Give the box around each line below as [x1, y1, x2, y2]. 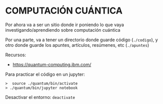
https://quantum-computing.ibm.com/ [12, 61, 92, 67]
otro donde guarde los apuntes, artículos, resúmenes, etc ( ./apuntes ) [5, 42, 149, 48]
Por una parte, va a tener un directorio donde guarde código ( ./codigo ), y [5, 37, 158, 43]
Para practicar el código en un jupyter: [5, 71, 85, 77]
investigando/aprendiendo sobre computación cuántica [5, 27, 121, 33]
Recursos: [5, 52, 26, 58]
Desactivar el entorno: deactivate [5, 94, 75, 100]
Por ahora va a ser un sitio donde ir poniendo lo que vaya [5, 22, 125, 28]
